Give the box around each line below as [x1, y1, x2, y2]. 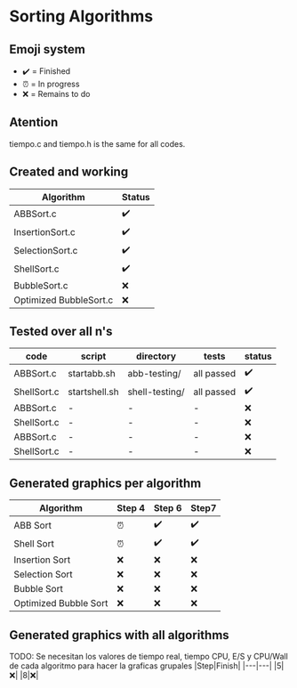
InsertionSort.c [13, 226, 76, 239]
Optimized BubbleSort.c [13, 294, 114, 306]
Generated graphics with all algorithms [9, 627, 229, 643]
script [80, 350, 107, 362]
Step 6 [153, 502, 182, 514]
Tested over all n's [9, 324, 113, 339]
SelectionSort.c [13, 245, 78, 257]
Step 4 [116, 502, 145, 514]
